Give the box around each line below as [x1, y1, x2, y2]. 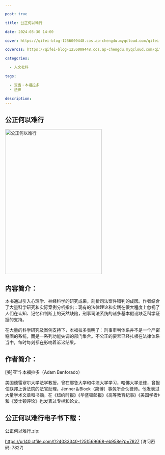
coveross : [5, 47, 26, 52]
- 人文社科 [9, 65, 29, 70]
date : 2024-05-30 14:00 [5, 29, 54, 34]
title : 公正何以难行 [5, 20, 43, 25]
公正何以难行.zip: [5, 428, 40, 434]
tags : [5, 74, 16, 79]
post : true [5, 11, 27, 16]
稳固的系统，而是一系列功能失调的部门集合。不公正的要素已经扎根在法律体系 [5, 333, 160, 339]
